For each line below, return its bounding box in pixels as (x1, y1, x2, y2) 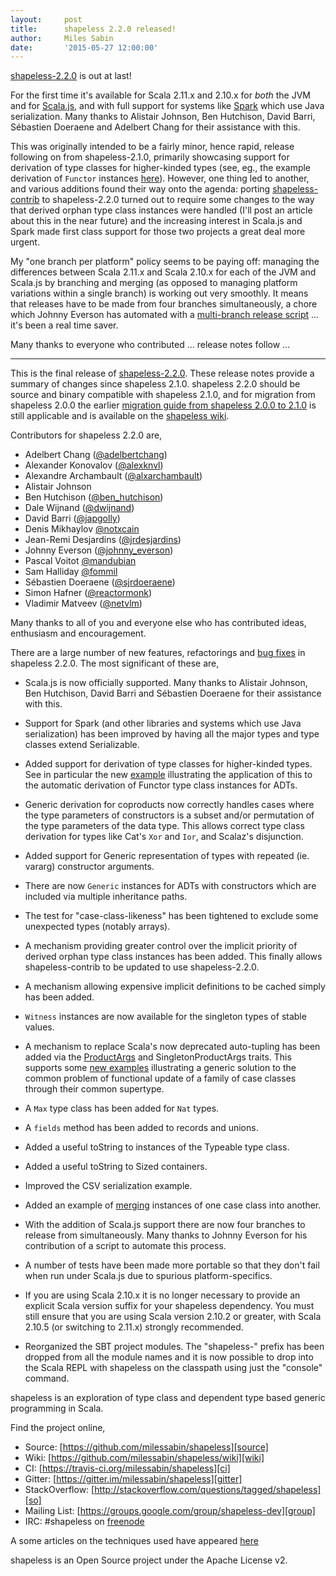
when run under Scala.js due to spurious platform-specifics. (24, 1270, 273, 1282)
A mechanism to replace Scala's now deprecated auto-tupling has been (24, 1041, 321, 1053)
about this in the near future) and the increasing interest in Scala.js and (10, 215, 303, 227)
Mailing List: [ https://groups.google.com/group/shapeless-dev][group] (24, 1505, 316, 1517)
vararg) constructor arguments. (24, 861, 155, 873)
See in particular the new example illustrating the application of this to (24, 769, 313, 781)
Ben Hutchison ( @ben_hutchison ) (24, 491, 164, 503)
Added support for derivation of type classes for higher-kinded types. (24, 758, 313, 770)
